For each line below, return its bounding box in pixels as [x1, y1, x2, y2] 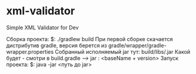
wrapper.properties [6, 48, 54, 55]
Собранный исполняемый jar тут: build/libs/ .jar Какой [55, 48, 191, 55]
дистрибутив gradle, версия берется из [6, 42, 107, 49]
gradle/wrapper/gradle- [108, 42, 167, 49]
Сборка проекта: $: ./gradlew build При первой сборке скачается [6, 35, 173, 42]
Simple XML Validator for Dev [6, 24, 79, 31]
